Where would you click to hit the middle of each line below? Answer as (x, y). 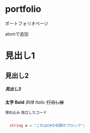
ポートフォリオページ (27, 23)
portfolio (23, 9)
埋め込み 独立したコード (26, 113)
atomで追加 (17, 34)
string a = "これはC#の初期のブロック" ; (47, 126)
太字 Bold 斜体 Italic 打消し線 (35, 102)
